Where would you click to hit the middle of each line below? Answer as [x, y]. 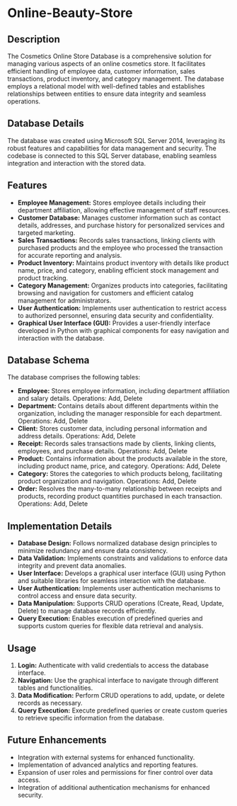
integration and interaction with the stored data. [77, 163]
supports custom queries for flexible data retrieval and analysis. [110, 626]
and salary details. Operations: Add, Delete [80, 399]
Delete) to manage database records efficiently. [87, 611]
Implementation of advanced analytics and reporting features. [108, 765]
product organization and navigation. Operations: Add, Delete [107, 481]
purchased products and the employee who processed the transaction [120, 248]
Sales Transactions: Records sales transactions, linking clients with [116, 240]
